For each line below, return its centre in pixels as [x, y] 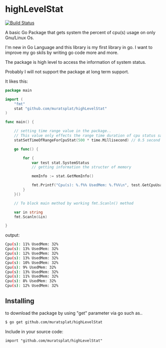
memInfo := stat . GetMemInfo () [62, 176]
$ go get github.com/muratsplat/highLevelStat [54, 322]
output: [12, 235]
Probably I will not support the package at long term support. [67, 72]
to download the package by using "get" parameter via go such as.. [74, 313]
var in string [28, 212]
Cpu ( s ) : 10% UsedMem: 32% [32, 263]
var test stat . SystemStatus [61, 163]
